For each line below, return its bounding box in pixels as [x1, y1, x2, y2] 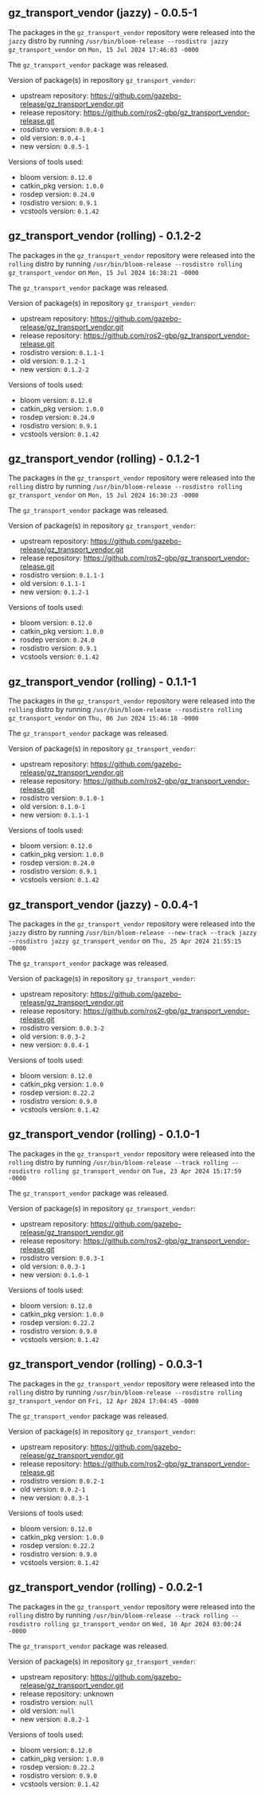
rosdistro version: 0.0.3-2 [19, 1023, 105, 1033]
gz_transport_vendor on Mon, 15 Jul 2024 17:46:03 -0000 [8, 44, 199, 54]
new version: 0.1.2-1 [19, 587, 89, 596]
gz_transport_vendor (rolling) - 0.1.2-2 [8, 229, 201, 243]
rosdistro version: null [19, 1697, 94, 1707]
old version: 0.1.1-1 [19, 579, 86, 589]
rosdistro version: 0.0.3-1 [19, 1253, 105, 1262]
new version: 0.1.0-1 [19, 1269, 89, 1279]
